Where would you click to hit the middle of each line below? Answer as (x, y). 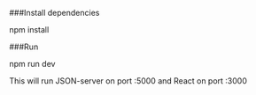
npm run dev (32, 64)
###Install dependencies (54, 13)
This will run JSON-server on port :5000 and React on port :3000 (128, 81)
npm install (29, 29)
